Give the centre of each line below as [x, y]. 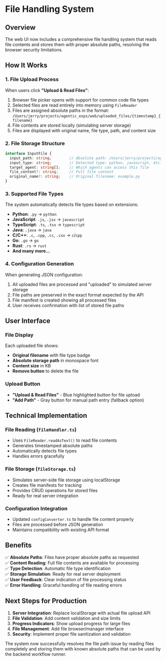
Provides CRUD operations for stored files [55, 490]
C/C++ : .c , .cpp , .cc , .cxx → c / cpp [47, 235]
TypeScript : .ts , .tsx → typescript [48, 225]
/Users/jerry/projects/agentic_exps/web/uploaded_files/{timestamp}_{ [86, 116]
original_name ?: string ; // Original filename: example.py [75, 177]
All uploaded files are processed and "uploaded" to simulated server [82, 284]
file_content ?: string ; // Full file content [62, 172]
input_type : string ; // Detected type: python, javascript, [81, 163]
